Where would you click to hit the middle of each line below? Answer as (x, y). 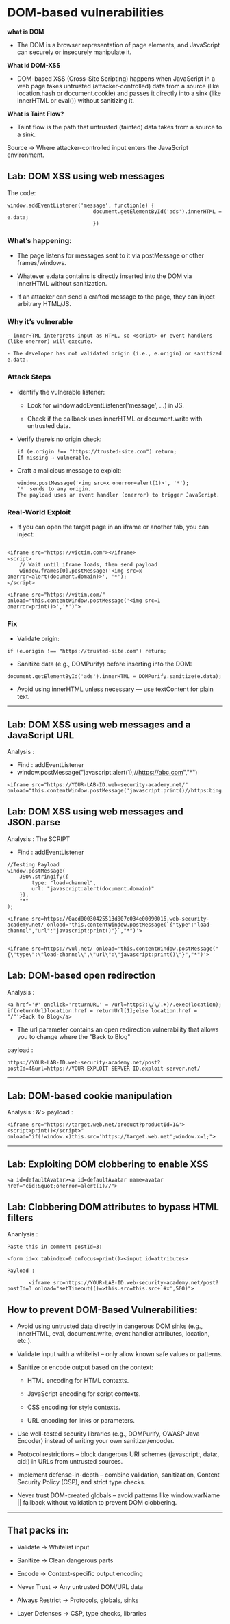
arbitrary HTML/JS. (44, 304)
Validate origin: (38, 639)
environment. (26, 155)
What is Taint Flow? (36, 114)
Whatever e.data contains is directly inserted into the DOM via (104, 276)
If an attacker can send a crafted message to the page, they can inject (116, 297)
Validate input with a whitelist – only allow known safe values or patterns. (120, 1353)
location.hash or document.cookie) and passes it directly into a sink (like (119, 93)
